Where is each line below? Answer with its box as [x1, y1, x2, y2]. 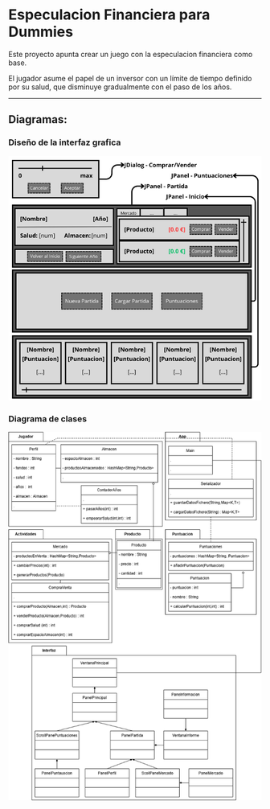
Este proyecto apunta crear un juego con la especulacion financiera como [8, 49, 253, 59]
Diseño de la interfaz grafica [8, 137, 121, 148]
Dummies [8, 23, 74, 41]
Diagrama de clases [8, 413, 87, 424]
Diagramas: [8, 113, 67, 126]
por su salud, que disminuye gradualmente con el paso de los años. [8, 82, 232, 92]
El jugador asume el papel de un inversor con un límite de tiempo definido [8, 73, 252, 83]
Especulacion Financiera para [8, 6, 211, 24]
